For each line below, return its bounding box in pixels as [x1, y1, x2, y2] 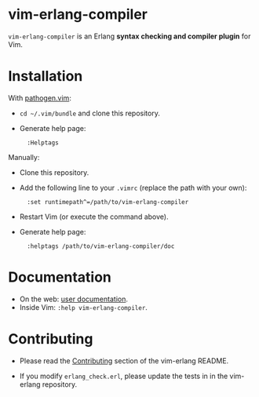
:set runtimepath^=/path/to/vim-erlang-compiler [27, 198, 189, 206]
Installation [8, 67, 83, 86]
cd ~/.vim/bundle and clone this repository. [19, 108, 161, 118]
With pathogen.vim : [8, 93, 72, 103]
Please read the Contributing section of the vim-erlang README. [19, 355, 229, 366]
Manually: [8, 152, 40, 162]
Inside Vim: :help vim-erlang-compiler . [19, 302, 148, 311]
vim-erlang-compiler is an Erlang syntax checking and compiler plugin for [8, 31, 251, 41]
